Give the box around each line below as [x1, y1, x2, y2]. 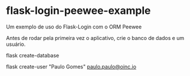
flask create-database [6, 52, 60, 59]
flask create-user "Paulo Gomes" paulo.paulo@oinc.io [6, 63, 136, 70]
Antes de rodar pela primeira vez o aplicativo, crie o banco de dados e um [6, 34, 184, 41]
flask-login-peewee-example [6, 4, 151, 17]
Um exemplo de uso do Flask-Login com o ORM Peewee [6, 23, 142, 30]
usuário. [6, 41, 26, 48]
